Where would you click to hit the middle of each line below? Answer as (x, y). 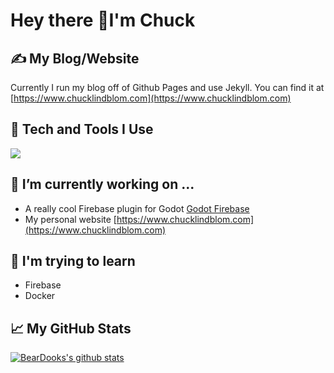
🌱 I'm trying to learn (73, 261)
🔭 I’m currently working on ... (102, 184)
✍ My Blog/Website (75, 58)
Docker (40, 296)
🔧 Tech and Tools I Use (82, 129)
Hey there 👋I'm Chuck (103, 20)
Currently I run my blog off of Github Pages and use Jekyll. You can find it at (167, 87)
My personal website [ (70, 219)
